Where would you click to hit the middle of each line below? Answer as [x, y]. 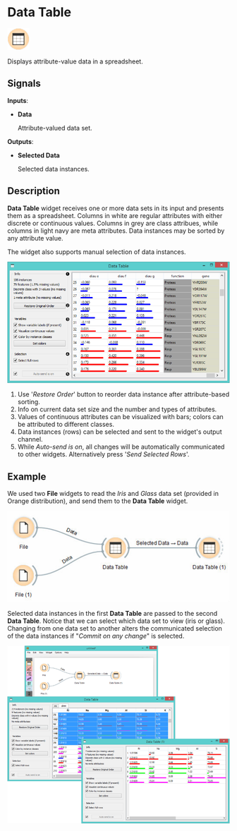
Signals [24, 84]
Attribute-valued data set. [55, 128]
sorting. [29, 402]
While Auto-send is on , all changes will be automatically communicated [121, 447]
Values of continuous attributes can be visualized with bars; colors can [120, 417]
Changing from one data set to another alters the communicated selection [115, 629]
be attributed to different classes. [66, 425]
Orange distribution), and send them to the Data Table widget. [98, 501]
